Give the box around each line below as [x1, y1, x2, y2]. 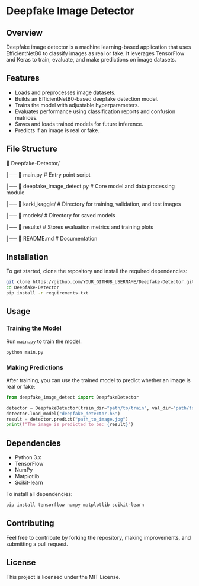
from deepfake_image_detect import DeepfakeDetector [6, 394, 139, 401]
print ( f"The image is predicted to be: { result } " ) [6, 422, 134, 428]
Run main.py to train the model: [6, 338, 82, 345]
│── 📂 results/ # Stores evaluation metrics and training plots [6, 223, 154, 230]
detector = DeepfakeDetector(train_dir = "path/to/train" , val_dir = [6, 405, 174, 411]
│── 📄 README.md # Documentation [6, 235, 98, 242]
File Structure [6, 144, 57, 154]
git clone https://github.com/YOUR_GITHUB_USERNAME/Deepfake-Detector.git [6, 279, 195, 285]
